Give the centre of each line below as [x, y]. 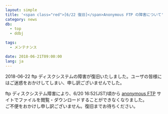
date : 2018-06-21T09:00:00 [34, 56]
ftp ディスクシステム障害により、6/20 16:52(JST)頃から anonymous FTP [80, 93]
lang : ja [14, 61]
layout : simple [21, 10]
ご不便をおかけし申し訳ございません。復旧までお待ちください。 [72, 106]
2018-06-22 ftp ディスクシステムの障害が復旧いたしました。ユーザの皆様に [83, 76]
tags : [11, 43]
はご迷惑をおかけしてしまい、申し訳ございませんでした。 [65, 83]
